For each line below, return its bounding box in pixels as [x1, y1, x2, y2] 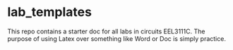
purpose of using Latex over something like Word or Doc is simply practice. [7, 34, 226, 42]
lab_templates [7, 4, 92, 20]
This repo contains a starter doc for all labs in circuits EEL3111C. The [7, 27, 205, 35]
